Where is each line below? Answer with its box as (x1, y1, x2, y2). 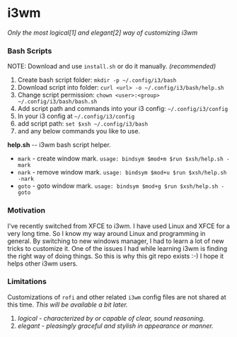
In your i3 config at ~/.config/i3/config (17, 112, 135, 121)
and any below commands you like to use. (17, 127, 140, 136)
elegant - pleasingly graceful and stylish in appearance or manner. (17, 321, 214, 330)
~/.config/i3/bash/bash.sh (17, 98, 98, 105)
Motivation (7, 206, 46, 215)
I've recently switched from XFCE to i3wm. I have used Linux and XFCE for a (7, 221, 230, 230)
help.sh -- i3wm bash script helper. (7, 141, 111, 149)
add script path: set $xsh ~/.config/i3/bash (17, 119, 149, 128)
